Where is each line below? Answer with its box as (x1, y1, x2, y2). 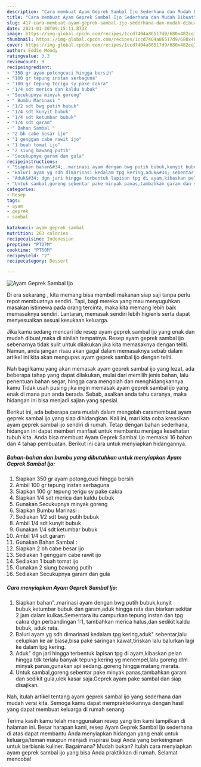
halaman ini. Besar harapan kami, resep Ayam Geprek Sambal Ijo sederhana (7, 723, 193, 731)
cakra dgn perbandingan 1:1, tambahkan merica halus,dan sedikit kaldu (15, 618, 190, 626)
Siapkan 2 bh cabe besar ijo (15, 545, 84, 552)
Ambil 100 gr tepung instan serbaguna (15, 482, 110, 489)
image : (7, 31, 23, 37)
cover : (7, 42, 23, 48)
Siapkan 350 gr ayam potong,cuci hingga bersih (15, 475, 134, 482)
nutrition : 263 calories (7, 230, 69, 236)
